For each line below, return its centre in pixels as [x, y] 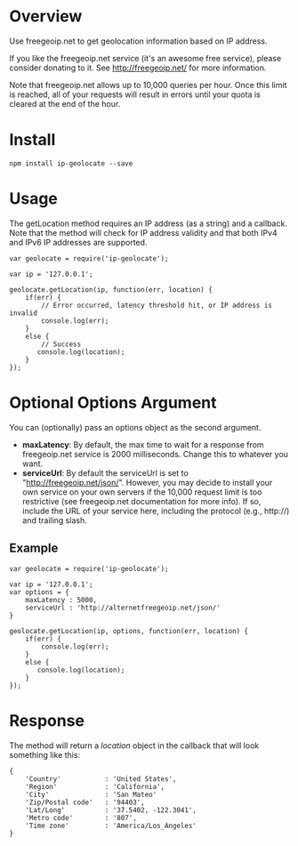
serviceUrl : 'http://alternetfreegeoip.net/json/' [123, 608]
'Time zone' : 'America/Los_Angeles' [111, 826]
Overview [46, 16]
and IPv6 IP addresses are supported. [78, 242]
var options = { [39, 592]
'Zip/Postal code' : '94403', [85, 802]
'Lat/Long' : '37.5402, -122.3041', [111, 810]
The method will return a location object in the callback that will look [134, 745]
